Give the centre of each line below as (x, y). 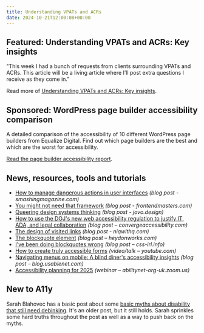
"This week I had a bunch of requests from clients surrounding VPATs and (99, 66)
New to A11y (29, 289)
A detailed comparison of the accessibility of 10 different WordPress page (99, 134)
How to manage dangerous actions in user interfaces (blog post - (97, 193)
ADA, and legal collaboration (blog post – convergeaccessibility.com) (101, 225)
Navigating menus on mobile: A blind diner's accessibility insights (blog (104, 257)
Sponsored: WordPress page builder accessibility (102, 110)
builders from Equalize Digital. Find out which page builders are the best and (102, 141)
